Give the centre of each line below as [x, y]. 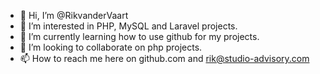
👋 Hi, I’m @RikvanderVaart [74, 15]
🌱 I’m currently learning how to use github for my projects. [139, 36]
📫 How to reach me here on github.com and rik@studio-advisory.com [164, 58]
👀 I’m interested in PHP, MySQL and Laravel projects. [128, 26]
